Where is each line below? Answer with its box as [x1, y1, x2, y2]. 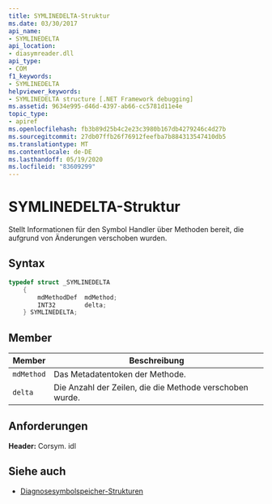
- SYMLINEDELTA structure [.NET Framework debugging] [8, 95, 194, 103]
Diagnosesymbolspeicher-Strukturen [19, 486, 144, 496]
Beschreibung [129, 355, 185, 366]
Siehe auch [8, 464, 66, 479]
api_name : [8, 27, 42, 35]
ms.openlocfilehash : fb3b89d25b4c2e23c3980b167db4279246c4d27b [8, 125, 227, 133]
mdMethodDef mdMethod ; [37, 293, 117, 301]
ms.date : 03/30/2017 [8, 19, 79, 28]
